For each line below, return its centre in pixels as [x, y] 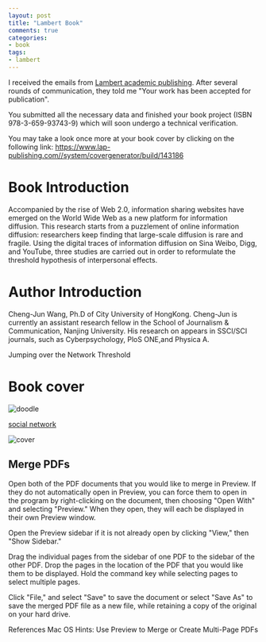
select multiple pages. [44, 582]
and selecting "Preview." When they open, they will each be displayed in [126, 509]
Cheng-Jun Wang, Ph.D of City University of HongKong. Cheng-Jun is [123, 313]
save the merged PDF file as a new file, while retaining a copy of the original [133, 605]
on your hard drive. [39, 614]
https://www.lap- [83, 147]
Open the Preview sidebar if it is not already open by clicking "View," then [129, 532]
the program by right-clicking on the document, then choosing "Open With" [132, 500]
